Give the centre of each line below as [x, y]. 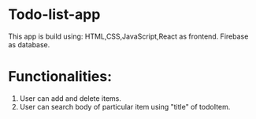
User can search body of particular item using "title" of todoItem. [125, 106]
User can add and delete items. [70, 98]
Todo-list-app [54, 15]
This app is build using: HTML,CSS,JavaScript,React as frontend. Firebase [128, 36]
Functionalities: [60, 77]
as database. [29, 44]
